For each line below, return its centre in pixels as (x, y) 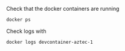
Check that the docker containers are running (63, 9)
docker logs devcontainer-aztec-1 (50, 42)
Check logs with (26, 31)
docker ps (19, 20)
